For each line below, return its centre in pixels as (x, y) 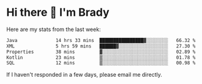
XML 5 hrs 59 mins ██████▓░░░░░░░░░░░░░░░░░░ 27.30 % (101, 46)
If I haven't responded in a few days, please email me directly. (84, 75)
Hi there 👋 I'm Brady (58, 12)
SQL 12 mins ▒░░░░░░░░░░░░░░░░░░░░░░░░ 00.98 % (101, 63)
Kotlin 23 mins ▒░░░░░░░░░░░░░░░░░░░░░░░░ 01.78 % (101, 57)
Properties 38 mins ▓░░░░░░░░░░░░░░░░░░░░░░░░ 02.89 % (101, 52)
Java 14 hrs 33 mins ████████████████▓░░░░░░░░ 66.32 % (101, 40)
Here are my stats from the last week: (54, 29)
